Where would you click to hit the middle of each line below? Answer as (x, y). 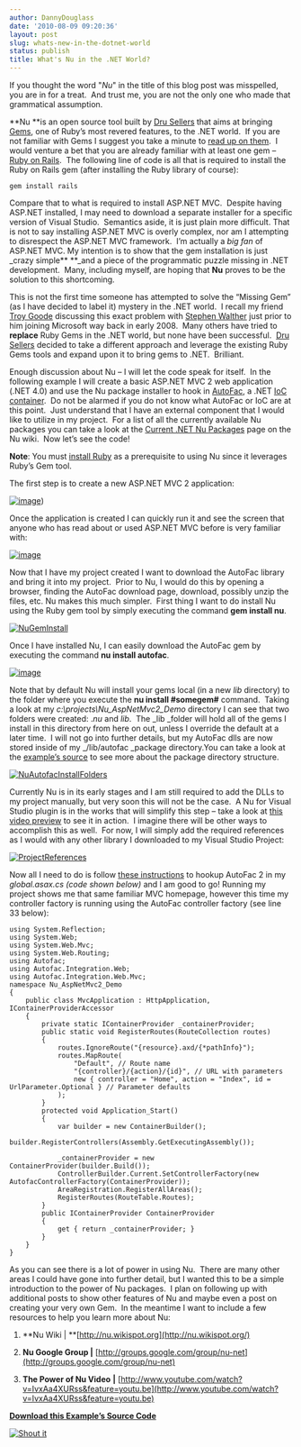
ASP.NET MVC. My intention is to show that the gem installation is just (138, 250)
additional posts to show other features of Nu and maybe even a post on (143, 1298)
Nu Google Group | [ (60, 1352)
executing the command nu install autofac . (89, 655)
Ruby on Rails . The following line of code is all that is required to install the (148, 160)
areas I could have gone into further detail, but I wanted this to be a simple (147, 1279)
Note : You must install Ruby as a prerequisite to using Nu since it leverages (148, 456)
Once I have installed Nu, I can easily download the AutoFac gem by (135, 646)
